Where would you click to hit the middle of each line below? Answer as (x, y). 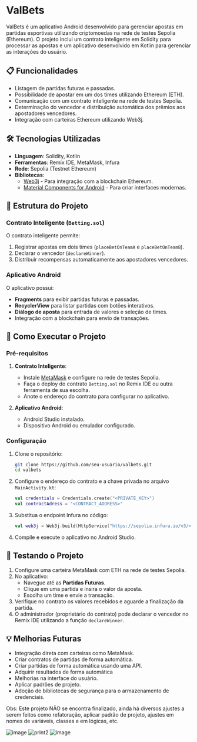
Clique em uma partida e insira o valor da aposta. (83, 589)
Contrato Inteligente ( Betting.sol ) (55, 223)
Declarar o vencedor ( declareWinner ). (60, 253)
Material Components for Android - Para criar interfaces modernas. (105, 187)
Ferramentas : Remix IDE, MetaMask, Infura (67, 162)
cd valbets (28, 470)
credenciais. (30, 697)
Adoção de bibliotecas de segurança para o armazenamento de (92, 691)
